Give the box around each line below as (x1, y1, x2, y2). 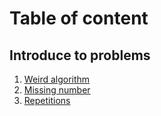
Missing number (23, 84, 91, 96)
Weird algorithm (23, 73, 91, 85)
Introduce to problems (9, 47, 151, 64)
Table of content (9, 7, 149, 30)
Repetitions (23, 95, 71, 106)
